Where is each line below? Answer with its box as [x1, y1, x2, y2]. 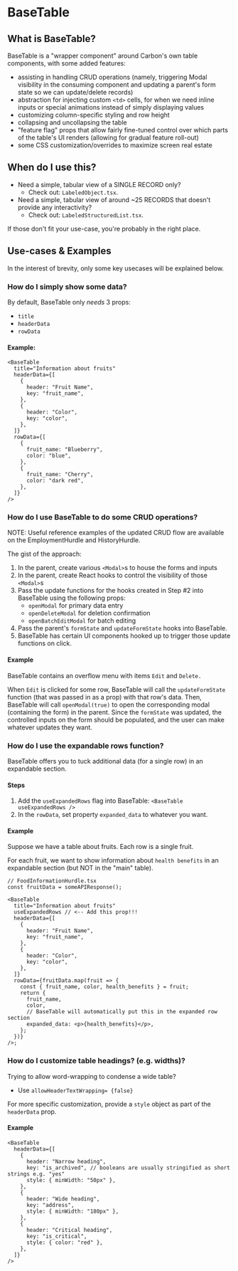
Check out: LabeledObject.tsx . [28, 188, 119, 196]
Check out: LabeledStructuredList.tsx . [28, 211, 144, 219]
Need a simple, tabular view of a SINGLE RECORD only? [17, 180, 181, 189]
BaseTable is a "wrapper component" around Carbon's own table [7, 51, 198, 60]
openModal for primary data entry [28, 601, 124, 610]
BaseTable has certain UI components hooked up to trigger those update [17, 631, 231, 640]
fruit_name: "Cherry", [26, 471, 94, 478]
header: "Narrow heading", [26, 1158, 107, 1165]
